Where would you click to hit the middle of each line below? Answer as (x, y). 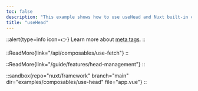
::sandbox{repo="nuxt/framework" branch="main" (67, 76)
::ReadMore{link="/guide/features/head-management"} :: (76, 65)
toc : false (19, 11)
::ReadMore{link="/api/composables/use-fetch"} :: (67, 53)
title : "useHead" (27, 22)
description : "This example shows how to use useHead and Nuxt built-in (97, 17)
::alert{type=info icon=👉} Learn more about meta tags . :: (76, 39)
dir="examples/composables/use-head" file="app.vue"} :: (77, 82)
